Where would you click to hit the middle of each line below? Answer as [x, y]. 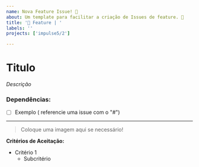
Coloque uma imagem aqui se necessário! [72, 130]
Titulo [21, 68]
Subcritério [37, 159]
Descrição [19, 84]
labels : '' [20, 28]
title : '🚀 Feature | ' [34, 22]
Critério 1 [26, 153]
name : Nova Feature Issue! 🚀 [42, 12]
